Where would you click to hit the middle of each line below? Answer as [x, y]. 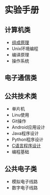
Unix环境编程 [25, 49]
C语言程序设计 [26, 146]
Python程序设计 [27, 139]
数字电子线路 [25, 188]
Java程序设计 [25, 134]
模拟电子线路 [25, 182]
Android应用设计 [28, 127]
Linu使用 [20, 115]
